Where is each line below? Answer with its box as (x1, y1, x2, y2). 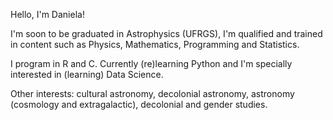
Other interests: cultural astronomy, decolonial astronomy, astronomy (10, 88, 295, 99)
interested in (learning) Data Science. (10, 69, 164, 80)
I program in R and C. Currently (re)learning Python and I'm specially (10, 58, 293, 69)
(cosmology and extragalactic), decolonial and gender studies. (10, 99, 268, 110)
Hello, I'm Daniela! (10, 9, 85, 20)
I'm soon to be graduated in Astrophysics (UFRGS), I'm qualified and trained (10, 28, 323, 39)
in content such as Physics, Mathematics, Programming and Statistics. (10, 39, 300, 50)
